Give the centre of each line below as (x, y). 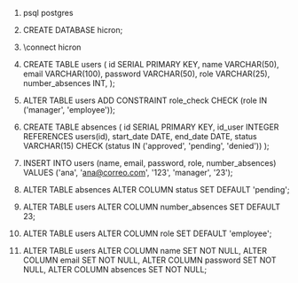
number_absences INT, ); (69, 83)
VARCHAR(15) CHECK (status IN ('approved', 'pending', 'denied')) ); (146, 146)
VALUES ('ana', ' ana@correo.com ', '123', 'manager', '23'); (128, 173)
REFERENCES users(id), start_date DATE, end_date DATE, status (140, 136)
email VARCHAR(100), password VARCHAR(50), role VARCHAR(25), (146, 74)
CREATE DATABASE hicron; (73, 30)
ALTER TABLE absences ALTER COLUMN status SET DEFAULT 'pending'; (156, 189)
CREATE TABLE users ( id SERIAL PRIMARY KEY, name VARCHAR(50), (151, 64)
